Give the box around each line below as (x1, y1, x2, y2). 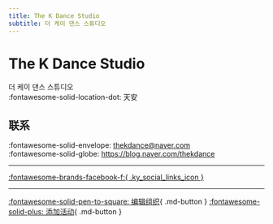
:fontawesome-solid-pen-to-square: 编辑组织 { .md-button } (8, 196, 208, 207)
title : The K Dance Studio (8, 11, 100, 20)
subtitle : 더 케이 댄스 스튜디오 (8, 19, 106, 28)
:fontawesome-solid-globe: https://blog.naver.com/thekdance (8, 149, 215, 159)
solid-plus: (8, 207, 45, 217)
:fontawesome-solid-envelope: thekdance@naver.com (8, 140, 191, 150)
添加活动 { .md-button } (45, 207, 122, 217)
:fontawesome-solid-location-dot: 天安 (8, 93, 138, 102)
